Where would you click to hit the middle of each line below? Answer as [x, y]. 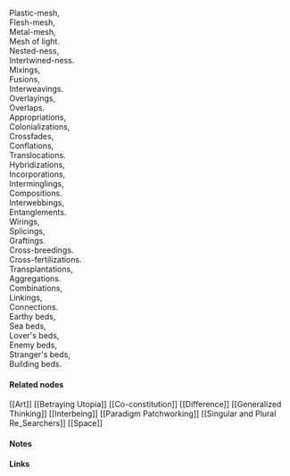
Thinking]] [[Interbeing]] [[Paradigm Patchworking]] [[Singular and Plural [143, 413]
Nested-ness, [34, 51]
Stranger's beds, [40, 355]
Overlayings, [33, 98]
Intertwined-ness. [42, 60]
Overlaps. [27, 108]
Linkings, [26, 297]
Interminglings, [37, 184]
